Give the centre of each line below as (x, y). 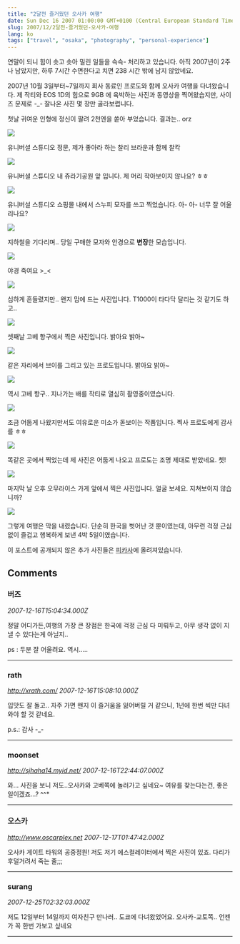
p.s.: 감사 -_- (26, 730)
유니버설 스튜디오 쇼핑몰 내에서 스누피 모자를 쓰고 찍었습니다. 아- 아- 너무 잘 (113, 205)
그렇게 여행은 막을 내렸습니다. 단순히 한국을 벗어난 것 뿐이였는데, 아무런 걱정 (113, 526)
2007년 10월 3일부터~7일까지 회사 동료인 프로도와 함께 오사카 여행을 (103, 86)
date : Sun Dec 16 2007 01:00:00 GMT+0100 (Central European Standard (113, 21)
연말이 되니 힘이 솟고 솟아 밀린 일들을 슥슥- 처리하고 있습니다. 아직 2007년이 (114, 62)
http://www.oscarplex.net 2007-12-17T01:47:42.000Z (86, 837)
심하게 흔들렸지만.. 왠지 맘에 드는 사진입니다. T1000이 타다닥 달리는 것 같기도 (115, 299)
